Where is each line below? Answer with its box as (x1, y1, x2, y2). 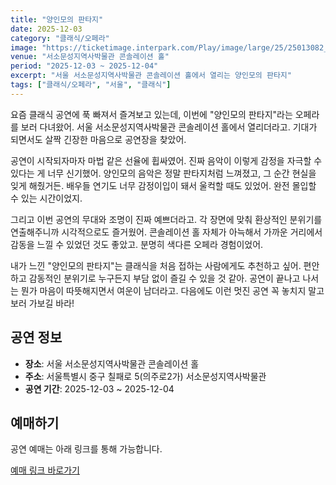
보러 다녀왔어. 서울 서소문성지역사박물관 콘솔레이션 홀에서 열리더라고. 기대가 (20, 121, 318, 133)
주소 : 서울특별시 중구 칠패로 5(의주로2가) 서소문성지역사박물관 (24, 370, 267, 382)
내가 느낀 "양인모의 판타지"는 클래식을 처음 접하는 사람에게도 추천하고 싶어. (10, 259, 302, 271)
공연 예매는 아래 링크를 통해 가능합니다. (10, 443, 163, 455)
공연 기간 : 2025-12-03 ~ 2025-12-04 (24, 382, 175, 395)
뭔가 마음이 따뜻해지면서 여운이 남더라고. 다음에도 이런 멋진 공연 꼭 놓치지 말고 (20, 284, 325, 296)
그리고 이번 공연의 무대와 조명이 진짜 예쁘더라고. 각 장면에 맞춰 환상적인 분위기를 (10, 213, 323, 225)
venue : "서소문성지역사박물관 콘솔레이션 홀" (10, 52, 170, 62)
